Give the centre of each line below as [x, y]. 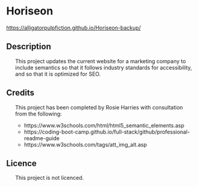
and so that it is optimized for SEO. [58, 74]
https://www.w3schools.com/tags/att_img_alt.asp [85, 144]
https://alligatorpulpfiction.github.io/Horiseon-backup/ [74, 28]
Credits [20, 93]
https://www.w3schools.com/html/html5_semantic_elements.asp [104, 125]
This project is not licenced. [49, 178]
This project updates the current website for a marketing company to [101, 61]
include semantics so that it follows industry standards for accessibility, [104, 67]
